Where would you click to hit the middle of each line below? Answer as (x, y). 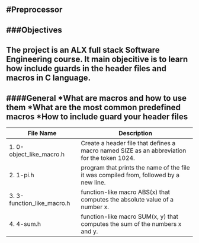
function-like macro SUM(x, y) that (130, 216)
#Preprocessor (34, 10)
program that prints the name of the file (135, 167)
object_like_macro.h (37, 154)
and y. (89, 231)
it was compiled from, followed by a (130, 175)
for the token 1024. (108, 158)
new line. (93, 182)
